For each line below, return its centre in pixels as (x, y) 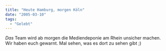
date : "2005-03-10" (26, 14)
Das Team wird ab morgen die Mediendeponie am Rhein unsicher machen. (83, 38)
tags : (11, 19)
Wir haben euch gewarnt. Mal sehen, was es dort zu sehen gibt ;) (73, 43)
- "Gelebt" (21, 24)
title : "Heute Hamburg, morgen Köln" (45, 10)
